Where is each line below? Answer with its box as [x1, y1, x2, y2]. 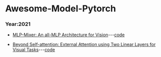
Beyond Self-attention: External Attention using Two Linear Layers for [12, 42, 156, 48]
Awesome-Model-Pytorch [5, 3, 116, 14]
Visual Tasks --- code [12, 47, 55, 53]
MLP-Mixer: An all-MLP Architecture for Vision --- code [12, 32, 125, 38]
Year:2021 [5, 21, 31, 28]
